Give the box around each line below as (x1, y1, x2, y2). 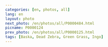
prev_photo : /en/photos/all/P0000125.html (5, 30, 95, 35)
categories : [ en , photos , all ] (5, 7, 70, 12)
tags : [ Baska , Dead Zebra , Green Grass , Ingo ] (5, 35, 104, 40)
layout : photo (5, 16, 35, 21)
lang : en (5, 12, 23, 17)
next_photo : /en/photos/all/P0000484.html (5, 21, 95, 26)
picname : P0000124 (5, 25, 43, 30)
